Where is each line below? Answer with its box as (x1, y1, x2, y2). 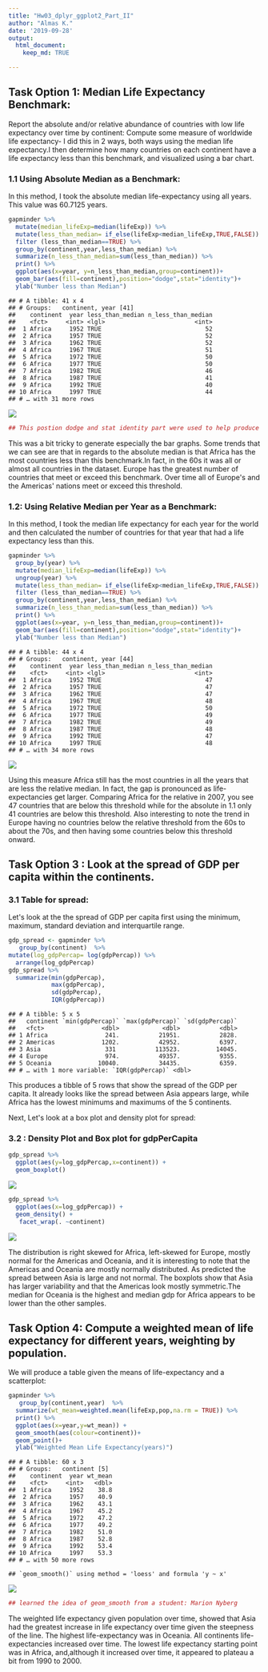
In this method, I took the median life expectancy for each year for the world (8, 519, 259, 529)
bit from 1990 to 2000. (8, 1656, 82, 1666)
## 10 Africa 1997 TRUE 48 (8, 739, 214, 747)
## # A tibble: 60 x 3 (8, 1458, 84, 1466)
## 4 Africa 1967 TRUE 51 (8, 346, 214, 354)
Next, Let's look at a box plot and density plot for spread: (8, 1113, 196, 1123)
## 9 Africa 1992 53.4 (8, 1542, 113, 1550)
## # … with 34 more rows (8, 746, 94, 754)
